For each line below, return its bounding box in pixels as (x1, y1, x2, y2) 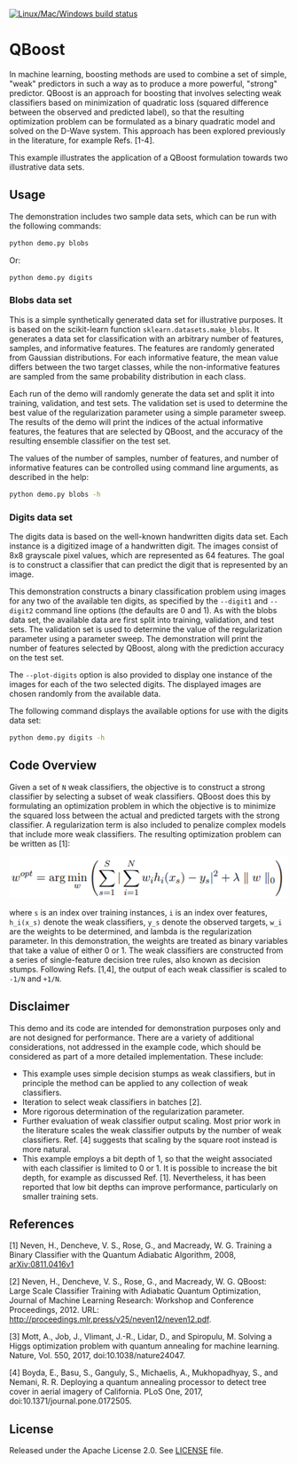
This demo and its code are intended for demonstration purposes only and (9, 1022, 281, 1033)
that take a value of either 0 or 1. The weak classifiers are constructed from (9, 945, 284, 956)
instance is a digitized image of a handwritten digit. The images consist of (9, 540, 279, 551)
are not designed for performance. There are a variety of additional (9, 1032, 254, 1043)
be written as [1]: (9, 838, 71, 849)
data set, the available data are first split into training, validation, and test (9, 614, 275, 625)
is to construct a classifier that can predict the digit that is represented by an (9, 559, 288, 570)
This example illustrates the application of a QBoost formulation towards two (9, 152, 288, 163)
